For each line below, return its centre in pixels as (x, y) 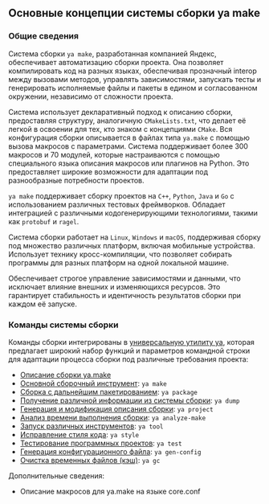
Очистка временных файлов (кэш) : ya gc (90, 460)
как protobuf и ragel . (44, 221)
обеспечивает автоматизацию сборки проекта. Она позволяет (116, 62)
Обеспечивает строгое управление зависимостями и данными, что (124, 278)
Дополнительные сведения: (56, 475)
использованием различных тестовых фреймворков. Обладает (117, 204)
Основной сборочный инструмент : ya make (93, 383)
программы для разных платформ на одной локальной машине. (118, 262)
